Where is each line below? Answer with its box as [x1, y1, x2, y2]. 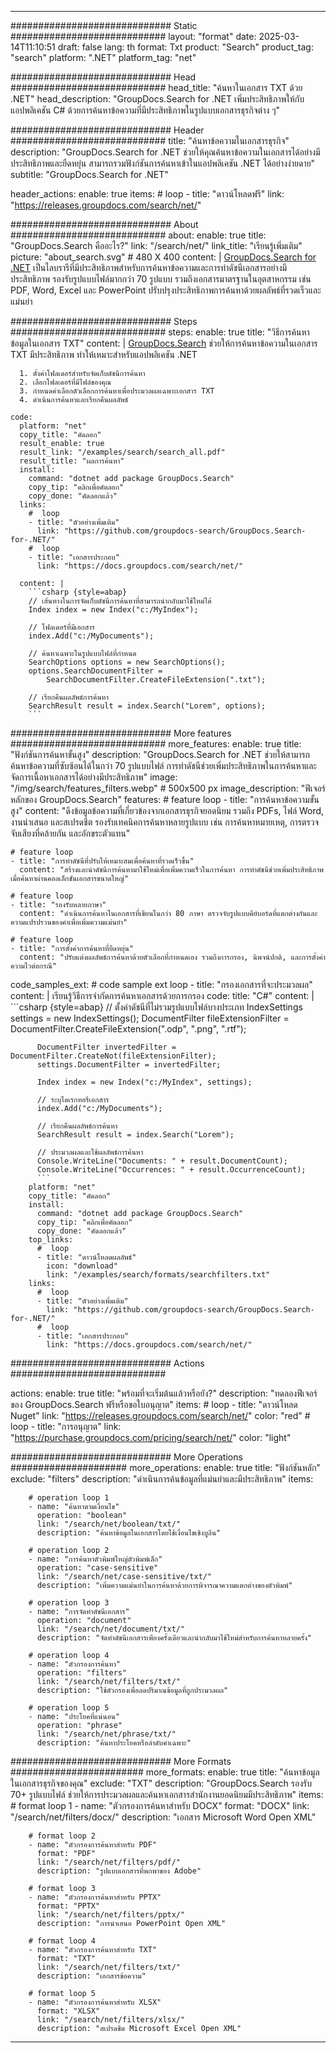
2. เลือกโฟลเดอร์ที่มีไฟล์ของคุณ [19, 377, 112, 387]
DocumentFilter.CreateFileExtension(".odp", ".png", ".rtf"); [10, 1023, 247, 1035]
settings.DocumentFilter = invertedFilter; [36, 1060, 222, 1070]
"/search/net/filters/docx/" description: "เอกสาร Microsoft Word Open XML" [10, 1811, 317, 1823]
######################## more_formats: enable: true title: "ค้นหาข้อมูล [10, 1766, 320, 1778]
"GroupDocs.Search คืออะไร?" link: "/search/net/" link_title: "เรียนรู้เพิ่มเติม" [10, 240, 303, 251]
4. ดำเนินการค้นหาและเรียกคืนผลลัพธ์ [19, 395, 129, 405]
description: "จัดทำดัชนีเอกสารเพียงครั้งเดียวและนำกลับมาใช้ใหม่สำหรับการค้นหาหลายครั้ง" [36, 1633, 313, 1643]
